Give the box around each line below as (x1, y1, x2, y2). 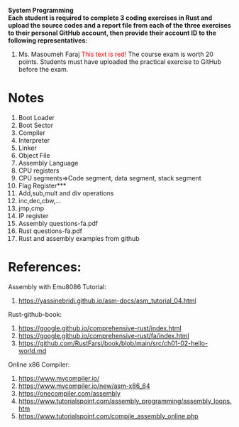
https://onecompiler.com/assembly (18, 389, 121, 397)
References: (8, 259, 82, 276)
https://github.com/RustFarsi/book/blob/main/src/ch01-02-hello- (18, 339, 209, 347)
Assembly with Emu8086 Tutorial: (8, 282, 107, 291)
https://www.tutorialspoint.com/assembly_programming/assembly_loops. (18, 396, 232, 405)
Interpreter (18, 136, 50, 144)
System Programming (8, 6, 74, 14)
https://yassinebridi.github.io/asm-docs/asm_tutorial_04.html (18, 296, 197, 305)
